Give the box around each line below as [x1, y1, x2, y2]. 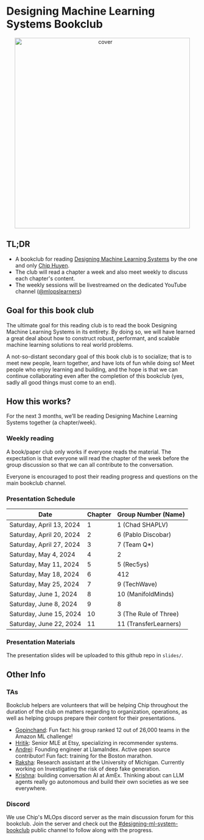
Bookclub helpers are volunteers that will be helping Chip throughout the [6, 701, 189, 708]
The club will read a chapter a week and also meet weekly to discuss [15, 268, 188, 276]
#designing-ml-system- [118, 820, 178, 827]
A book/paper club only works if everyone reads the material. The [6, 448, 172, 455]
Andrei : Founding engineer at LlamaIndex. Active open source [15, 746, 171, 753]
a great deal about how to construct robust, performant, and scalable [6, 334, 180, 342]
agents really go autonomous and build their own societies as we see [15, 778, 189, 785]
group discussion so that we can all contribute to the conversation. [6, 461, 174, 468]
